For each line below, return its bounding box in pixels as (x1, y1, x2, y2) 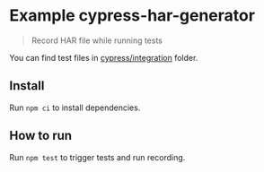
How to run (9, 128, 73, 143)
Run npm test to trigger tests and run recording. (9, 151, 186, 162)
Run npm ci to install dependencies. (9, 102, 141, 113)
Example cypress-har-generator (9, 5, 256, 26)
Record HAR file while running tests (31, 35, 163, 46)
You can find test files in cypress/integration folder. (9, 52, 198, 63)
